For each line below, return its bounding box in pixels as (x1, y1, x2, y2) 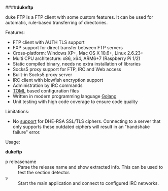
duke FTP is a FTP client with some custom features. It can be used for (5, 14, 153, 20)
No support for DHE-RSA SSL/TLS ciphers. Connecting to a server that (12, 118, 161, 124)
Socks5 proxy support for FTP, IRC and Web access (12, 66, 122, 72)
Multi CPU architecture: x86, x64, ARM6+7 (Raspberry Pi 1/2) (12, 55, 141, 61)
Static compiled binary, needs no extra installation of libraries (12, 61, 141, 67)
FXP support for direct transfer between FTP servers (12, 45, 123, 50)
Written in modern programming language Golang (12, 93, 117, 99)
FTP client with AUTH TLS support (12, 39, 85, 45)
